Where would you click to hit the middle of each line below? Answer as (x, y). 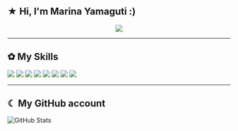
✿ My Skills (33, 57)
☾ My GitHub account (56, 104)
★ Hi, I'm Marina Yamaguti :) (72, 12)
